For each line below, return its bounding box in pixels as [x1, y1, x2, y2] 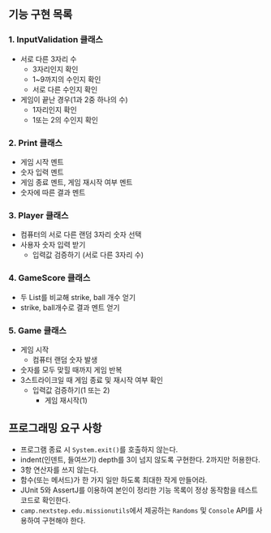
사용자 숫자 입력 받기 [19, 240, 86, 250]
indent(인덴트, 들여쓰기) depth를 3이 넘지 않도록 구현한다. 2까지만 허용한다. [19, 454, 261, 464]
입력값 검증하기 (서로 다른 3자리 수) [32, 250, 144, 260]
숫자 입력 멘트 [19, 167, 64, 177]
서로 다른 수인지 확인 [32, 84, 98, 94]
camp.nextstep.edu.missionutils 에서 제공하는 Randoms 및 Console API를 [19, 505, 254, 515]
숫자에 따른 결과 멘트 [19, 187, 86, 197]
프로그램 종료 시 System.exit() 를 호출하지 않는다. [19, 445, 179, 454]
